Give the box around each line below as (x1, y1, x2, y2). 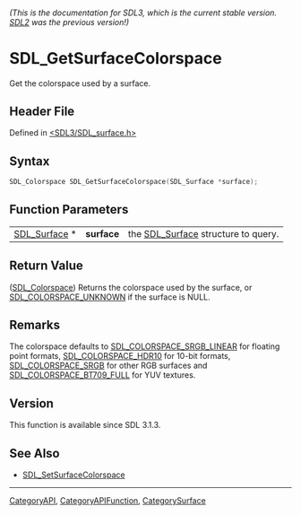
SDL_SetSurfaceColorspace (21, 469, 125, 480)
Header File (9, 103, 75, 118)
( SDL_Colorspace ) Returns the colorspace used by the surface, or (9, 282, 253, 292)
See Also (9, 445, 60, 461)
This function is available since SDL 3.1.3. (9, 420, 161, 431)
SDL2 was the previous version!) (9, 16, 130, 27)
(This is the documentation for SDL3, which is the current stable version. (9, 7, 278, 18)
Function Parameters (9, 202, 129, 217)
